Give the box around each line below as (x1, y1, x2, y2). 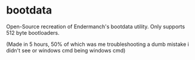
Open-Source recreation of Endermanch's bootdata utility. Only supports (6, 23, 185, 30)
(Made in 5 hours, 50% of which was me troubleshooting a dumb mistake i (6, 41, 189, 48)
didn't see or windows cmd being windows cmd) (6, 46, 126, 54)
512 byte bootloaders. (6, 29, 60, 36)
